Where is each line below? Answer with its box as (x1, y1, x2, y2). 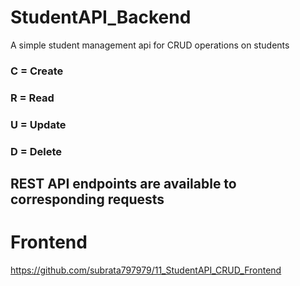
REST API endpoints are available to (10, 176, 237, 193)
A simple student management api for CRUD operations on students (10, 39, 290, 51)
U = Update (10, 117, 67, 131)
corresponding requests (10, 191, 165, 208)
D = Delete (10, 144, 62, 158)
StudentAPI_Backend (10, 6, 192, 29)
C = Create (10, 64, 64, 78)
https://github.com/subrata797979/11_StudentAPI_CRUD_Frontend (10, 264, 282, 276)
